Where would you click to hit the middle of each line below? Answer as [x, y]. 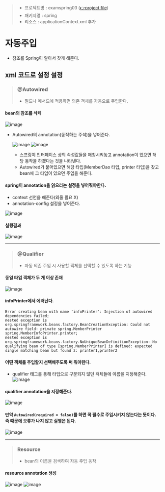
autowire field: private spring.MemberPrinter [54, 329]
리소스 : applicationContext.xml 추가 [60, 21]
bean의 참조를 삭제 [23, 113]
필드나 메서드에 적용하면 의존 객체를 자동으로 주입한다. [76, 101]
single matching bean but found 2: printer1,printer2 [61, 350]
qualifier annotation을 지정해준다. [39, 391]
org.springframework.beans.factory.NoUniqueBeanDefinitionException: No [81, 342]
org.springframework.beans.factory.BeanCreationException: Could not [78, 325]
